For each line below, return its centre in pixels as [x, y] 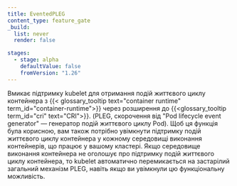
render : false [35, 40]
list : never [32, 34]
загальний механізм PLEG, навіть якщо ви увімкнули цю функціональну [116, 168]
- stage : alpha [36, 60]
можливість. [26, 176]
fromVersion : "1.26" [51, 73]
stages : [19, 53]
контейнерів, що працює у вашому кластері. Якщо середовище [104, 146]
